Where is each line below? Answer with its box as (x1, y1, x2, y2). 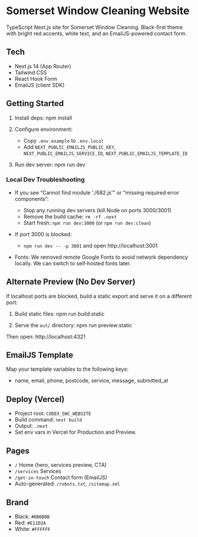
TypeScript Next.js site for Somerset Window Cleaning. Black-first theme (6, 24, 183, 31)
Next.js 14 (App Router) (14, 62, 72, 70)
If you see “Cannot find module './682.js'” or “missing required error (14, 189, 180, 196)
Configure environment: (14, 126, 72, 133)
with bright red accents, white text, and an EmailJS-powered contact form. (6, 29, 187, 37)
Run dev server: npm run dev (14, 161, 85, 168)
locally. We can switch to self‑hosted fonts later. (14, 259, 131, 266)
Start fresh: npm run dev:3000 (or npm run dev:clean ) (23, 219, 151, 226)
